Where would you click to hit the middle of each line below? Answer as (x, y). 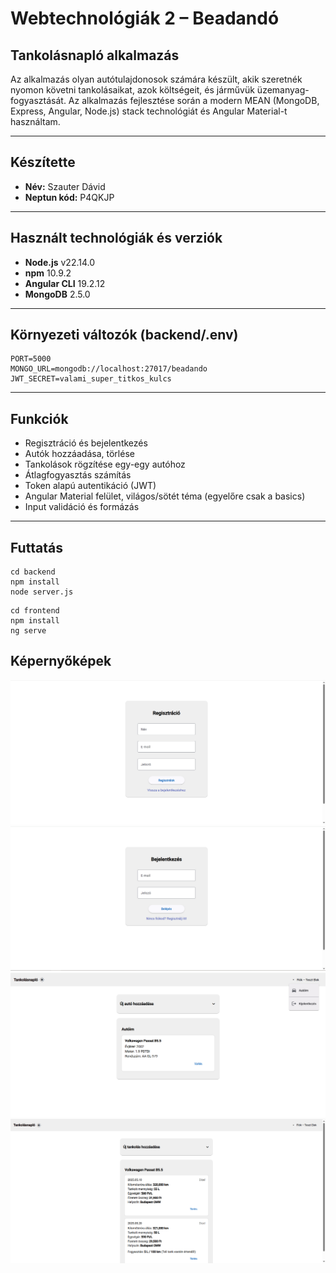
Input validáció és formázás (82, 507)
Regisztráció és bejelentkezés (86, 443)
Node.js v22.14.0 (60, 262)
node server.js (42, 592)
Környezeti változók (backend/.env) (124, 335)
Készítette (43, 162)
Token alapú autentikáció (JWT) (90, 486)
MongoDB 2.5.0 (57, 294)
